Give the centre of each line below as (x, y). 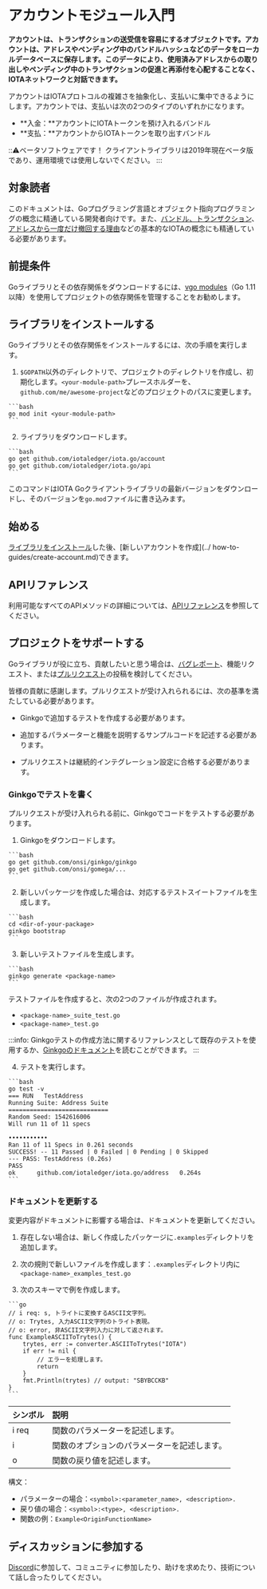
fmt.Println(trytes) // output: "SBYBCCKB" (96, 1381)
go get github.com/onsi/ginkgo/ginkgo (73, 863)
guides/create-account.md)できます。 (71, 557)
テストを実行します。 (55, 1067)
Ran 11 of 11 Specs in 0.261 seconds (71, 1145)
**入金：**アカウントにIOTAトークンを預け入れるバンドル (115, 123)
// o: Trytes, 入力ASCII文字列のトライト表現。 (81, 1322)
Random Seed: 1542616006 (49, 1117)
